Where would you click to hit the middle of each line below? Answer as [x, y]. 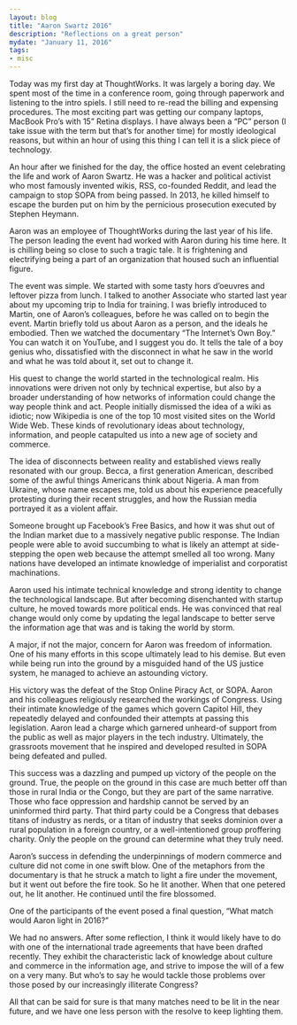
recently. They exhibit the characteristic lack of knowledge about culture [141, 956]
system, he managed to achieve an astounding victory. [109, 673]
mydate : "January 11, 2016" [61, 42]
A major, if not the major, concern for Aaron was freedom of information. [141, 645]
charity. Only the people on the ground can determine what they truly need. [147, 839]
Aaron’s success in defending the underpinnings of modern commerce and [146, 856]
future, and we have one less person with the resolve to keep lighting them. [146, 1011]
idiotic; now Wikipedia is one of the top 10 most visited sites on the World [142, 416]
